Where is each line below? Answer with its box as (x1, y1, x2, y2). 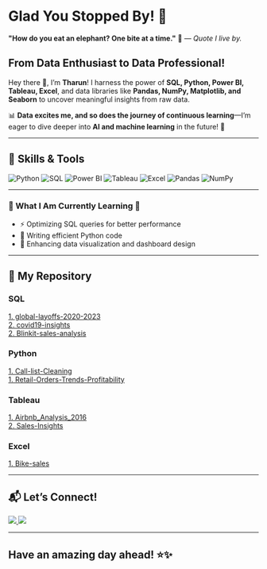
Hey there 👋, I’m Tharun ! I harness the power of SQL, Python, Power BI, (8, 77, 245, 87)
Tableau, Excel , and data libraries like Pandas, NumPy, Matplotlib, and (8, 86, 242, 95)
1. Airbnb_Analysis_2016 (8, 412, 87, 422)
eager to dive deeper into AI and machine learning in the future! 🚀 (8, 122, 225, 131)
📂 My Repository (8, 269, 92, 283)
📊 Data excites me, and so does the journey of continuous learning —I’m (8, 110, 252, 120)
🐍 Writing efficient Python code (19, 230, 123, 240)
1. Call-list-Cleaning (8, 366, 73, 376)
